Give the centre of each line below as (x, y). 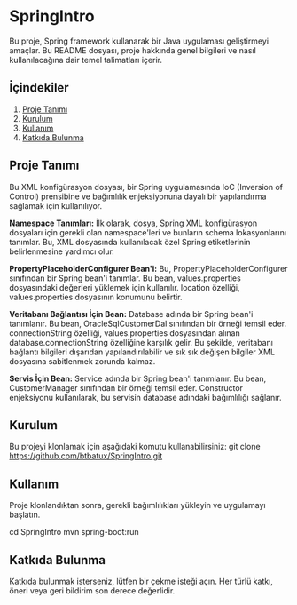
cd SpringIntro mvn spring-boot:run (74, 532)
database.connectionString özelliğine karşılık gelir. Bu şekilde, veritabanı (141, 342)
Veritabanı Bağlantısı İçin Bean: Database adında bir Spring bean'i (131, 314)
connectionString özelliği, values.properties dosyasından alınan (125, 333)
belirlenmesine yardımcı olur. (62, 251)
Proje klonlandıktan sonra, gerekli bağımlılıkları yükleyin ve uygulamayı (137, 505)
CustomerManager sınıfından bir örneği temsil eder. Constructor (126, 387)
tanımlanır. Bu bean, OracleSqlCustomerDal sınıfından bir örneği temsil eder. (148, 323)
